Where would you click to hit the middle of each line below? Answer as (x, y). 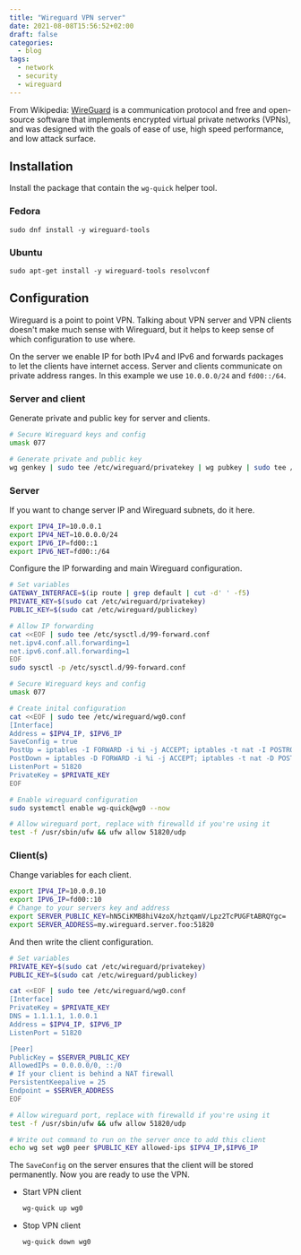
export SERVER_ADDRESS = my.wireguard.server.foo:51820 (112, 924)
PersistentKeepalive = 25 (57, 1082)
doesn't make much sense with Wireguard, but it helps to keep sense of (142, 329)
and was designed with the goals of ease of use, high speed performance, (146, 129)
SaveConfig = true (43, 742)
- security (38, 76)
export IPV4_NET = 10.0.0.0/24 (64, 534)
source (22, 119)
